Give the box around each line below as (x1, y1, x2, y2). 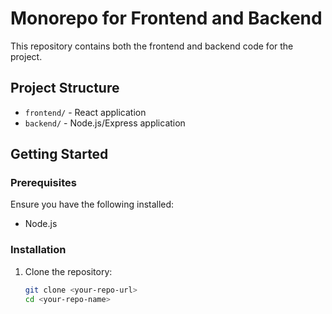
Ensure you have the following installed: (10, 198, 175, 211)
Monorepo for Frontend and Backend (10, 7, 323, 30)
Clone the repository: (24, 265, 113, 277)
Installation (10, 243, 67, 257)
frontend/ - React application (24, 106, 147, 118)
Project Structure (10, 80, 120, 97)
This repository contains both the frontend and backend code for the (10, 40, 294, 52)
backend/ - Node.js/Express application (24, 117, 186, 129)
